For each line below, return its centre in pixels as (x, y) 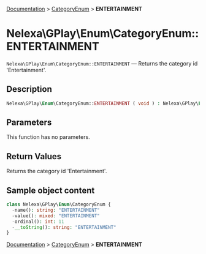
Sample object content (51, 190)
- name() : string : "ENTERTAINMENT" (56, 210)
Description (29, 89)
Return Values (34, 156)
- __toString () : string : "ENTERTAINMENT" (64, 227)
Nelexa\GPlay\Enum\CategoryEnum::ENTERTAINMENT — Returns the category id (102, 63)
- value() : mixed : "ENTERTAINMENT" (56, 216)
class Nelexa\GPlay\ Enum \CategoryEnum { (59, 204)
